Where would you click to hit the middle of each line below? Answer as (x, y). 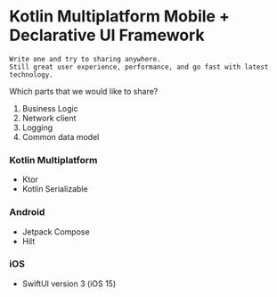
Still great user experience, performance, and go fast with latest (139, 67)
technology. (31, 74)
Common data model (61, 136)
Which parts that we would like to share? (84, 91)
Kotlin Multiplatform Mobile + (119, 16)
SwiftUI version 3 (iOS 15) (69, 284)
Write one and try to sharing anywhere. (86, 59)
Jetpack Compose (56, 231)
